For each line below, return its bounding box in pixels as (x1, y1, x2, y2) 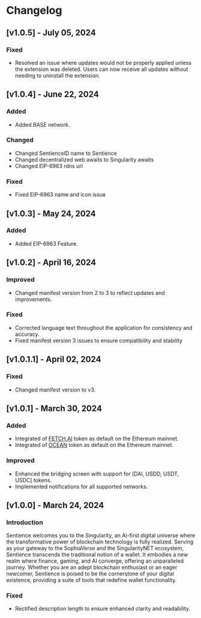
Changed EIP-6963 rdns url (14, 162, 83, 169)
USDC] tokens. (14, 476, 52, 483)
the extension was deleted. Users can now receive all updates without (14, 65, 188, 73)
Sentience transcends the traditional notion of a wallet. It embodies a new (6, 551, 188, 559)
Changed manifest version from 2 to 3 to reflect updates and (14, 289, 165, 296)
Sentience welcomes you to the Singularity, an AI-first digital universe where (6, 532, 196, 539)
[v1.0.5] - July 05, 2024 (6, 28, 96, 38)
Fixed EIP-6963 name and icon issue (14, 191, 106, 198)
